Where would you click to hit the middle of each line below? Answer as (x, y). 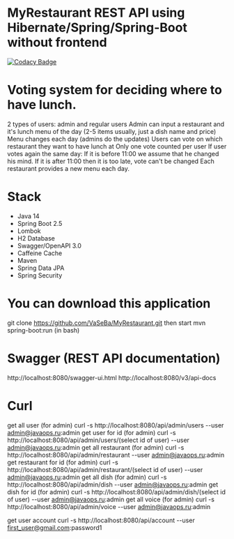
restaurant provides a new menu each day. (69, 168)
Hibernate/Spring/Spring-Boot (97, 28)
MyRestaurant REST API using (96, 13)
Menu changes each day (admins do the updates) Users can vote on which (115, 139)
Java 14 (28, 216)
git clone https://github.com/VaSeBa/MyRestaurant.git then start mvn (107, 323)
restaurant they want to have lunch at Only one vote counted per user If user (117, 146)
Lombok (29, 231)
